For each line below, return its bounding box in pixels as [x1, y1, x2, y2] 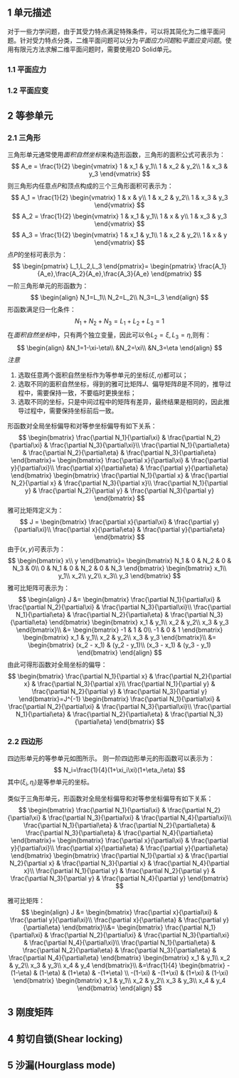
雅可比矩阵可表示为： [7, 583, 70, 592]
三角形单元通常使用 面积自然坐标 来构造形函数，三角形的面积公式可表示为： [7, 151, 225, 159]
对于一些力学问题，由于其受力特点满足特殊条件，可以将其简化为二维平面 [7, 27, 219, 36]
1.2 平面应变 [7, 85, 49, 95]
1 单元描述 [7, 6, 52, 19]
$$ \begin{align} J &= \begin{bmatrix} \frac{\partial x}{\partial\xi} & [21, 908, 218, 917]
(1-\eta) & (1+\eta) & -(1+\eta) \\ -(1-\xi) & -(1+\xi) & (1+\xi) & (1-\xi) [38, 969, 229, 977]
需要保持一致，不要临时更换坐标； [36, 388, 137, 397]
